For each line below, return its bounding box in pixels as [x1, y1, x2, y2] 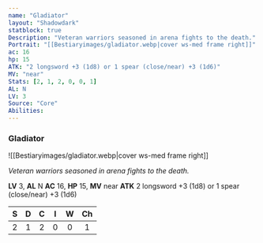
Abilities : [8, 107, 44, 115]
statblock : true [8, 26, 62, 34]
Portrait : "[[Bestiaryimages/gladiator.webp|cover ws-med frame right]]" [8, 41, 257, 49]
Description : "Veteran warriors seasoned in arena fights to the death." [8, 33, 257, 42]
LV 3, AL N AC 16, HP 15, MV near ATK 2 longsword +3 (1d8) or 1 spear [8, 181, 240, 191]
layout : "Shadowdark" [8, 19, 80, 27]
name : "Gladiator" [8, 11, 69, 20]
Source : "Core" [8, 99, 58, 107]
